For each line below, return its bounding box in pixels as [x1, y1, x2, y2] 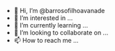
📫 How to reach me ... [13, 37, 79, 44]
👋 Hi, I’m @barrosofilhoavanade [13, 7, 105, 14]
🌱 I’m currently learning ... [13, 21, 89, 29]
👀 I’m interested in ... [13, 14, 73, 22]
